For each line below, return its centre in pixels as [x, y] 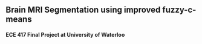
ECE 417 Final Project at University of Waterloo [65, 34]
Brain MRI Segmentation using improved [83, 10]
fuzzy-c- [179, 10]
